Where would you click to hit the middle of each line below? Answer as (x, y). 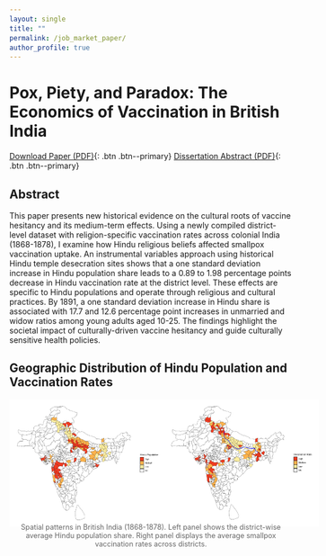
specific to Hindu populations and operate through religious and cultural (142, 292)
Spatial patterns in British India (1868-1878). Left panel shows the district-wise (151, 528)
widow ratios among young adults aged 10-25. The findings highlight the (143, 321)
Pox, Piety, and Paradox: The (119, 93)
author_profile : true (50, 48)
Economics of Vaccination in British (145, 112)
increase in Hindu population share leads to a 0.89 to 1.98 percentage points (150, 273)
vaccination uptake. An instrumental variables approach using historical (141, 254)
